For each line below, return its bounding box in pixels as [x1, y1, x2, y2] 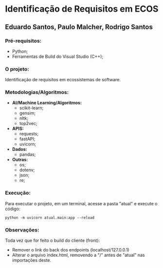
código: [5, 206, 20, 212]
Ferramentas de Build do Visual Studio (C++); [12, 54, 104, 59]
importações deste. [12, 257, 52, 263]
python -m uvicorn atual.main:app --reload [5, 215, 95, 220]
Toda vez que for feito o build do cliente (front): [5, 237, 100, 244]
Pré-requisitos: [5, 37, 42, 44]
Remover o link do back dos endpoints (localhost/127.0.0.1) [12, 247, 130, 253]
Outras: [12, 157, 28, 162]
